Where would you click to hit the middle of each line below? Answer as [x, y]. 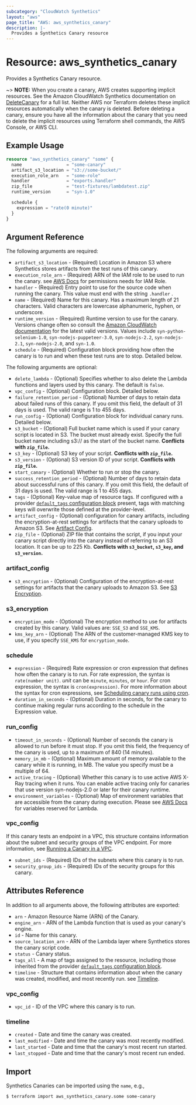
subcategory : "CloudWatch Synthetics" [53, 11]
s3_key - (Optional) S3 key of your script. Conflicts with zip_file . [94, 453]
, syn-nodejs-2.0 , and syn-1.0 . [59, 344]
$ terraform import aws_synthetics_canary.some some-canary [81, 1097]
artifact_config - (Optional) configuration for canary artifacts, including [102, 516]
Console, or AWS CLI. [32, 127]
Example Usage [35, 146]
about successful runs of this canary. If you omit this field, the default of [102, 485]
